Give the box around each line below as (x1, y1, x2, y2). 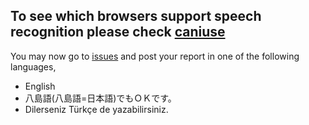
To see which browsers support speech (10, 8, 262, 25)
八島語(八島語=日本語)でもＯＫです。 (24, 92, 177, 104)
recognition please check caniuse (10, 24, 226, 41)
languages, (10, 60, 57, 73)
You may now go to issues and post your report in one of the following (10, 50, 300, 62)
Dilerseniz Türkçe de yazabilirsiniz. (24, 103, 169, 115)
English (24, 80, 56, 92)
